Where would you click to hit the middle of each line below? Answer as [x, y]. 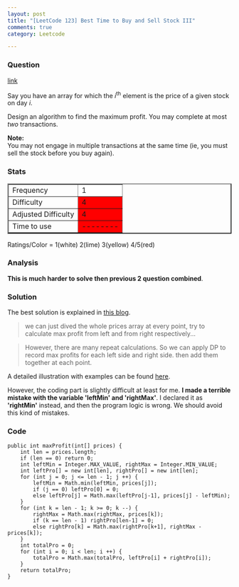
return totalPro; [46, 571]
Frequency [30, 190]
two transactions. [33, 125]
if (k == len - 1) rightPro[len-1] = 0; [94, 521]
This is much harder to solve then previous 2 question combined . [105, 278]
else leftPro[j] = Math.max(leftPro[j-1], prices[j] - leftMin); [132, 496]
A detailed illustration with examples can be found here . [89, 376]
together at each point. [58, 363]
